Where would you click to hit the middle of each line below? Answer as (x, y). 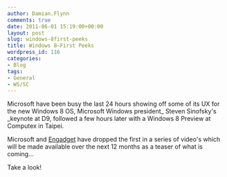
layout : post (26, 33)
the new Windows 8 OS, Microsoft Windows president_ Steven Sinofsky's (112, 111)
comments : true (29, 20)
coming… (21, 154)
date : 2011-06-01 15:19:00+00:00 (55, 26)
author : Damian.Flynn (38, 13)
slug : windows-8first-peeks (48, 39)
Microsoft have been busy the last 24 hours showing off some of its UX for (113, 104)
